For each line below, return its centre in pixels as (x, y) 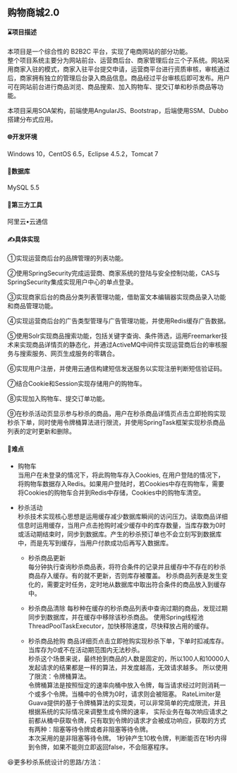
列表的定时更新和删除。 (41, 431)
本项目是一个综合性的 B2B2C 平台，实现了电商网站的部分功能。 (99, 51)
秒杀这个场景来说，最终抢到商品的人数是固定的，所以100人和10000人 (129, 659)
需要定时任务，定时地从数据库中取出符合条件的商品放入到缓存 (136, 584)
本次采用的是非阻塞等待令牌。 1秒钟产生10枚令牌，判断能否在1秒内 (124, 738)
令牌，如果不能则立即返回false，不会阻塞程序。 (103, 747)
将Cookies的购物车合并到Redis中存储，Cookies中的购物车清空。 (111, 492)
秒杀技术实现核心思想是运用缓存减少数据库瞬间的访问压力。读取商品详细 (122, 516)
